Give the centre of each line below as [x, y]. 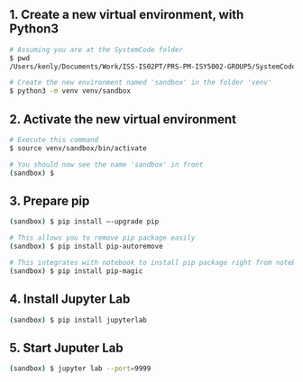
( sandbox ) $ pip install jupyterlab [78, 320]
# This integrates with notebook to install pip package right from [141, 262]
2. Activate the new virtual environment [123, 119]
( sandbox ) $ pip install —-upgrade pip [84, 222]
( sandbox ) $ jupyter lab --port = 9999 [80, 368]
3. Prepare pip [50, 200]
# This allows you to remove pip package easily [102, 238]
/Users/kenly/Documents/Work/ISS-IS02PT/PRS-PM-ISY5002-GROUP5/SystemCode [153, 67]
